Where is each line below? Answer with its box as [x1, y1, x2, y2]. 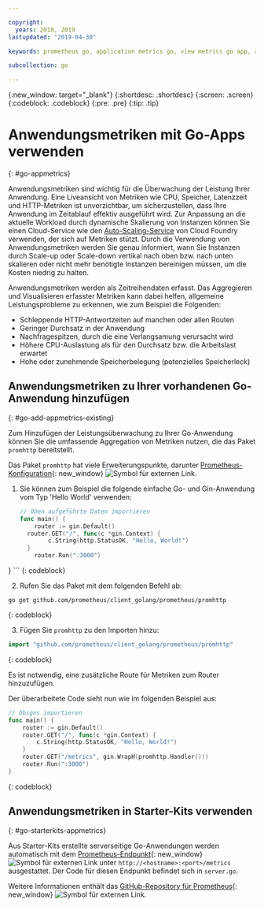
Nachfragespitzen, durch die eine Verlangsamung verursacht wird [19, 332, 233, 341]
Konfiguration [8, 468, 53, 478]
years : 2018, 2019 [15, 25, 76, 34]
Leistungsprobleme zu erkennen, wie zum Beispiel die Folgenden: [8, 300, 222, 310]
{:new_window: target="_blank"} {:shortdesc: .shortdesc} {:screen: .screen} [8, 90, 254, 99]
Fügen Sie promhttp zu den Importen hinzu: [19, 626, 159, 634]
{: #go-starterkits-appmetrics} [8, 825, 107, 835]
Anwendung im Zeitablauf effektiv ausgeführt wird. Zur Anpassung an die [8, 210, 246, 219]
